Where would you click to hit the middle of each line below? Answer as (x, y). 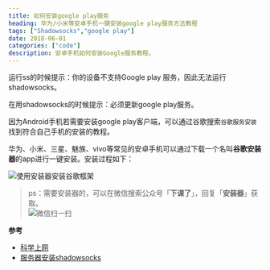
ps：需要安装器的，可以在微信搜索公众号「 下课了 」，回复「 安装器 (136, 193)
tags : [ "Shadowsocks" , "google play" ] (72, 31)
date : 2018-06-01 (37, 38)
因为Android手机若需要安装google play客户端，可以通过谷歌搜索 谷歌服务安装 (133, 121)
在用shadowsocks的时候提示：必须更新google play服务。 (103, 104)
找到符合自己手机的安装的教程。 (61, 131)
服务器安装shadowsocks (61, 258)
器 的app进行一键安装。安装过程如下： (71, 159)
